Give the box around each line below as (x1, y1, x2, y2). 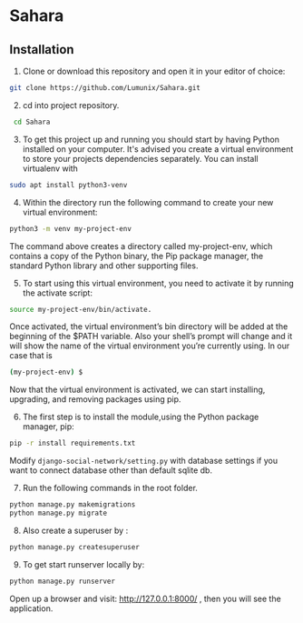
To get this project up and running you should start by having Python (22, 134, 279, 145)
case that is (9, 350, 53, 361)
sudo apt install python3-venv (9, 180, 128, 189)
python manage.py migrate (9, 508, 107, 517)
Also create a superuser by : (22, 525, 129, 536)
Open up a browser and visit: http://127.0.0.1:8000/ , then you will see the (9, 593, 281, 604)
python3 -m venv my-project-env (9, 224, 132, 233)
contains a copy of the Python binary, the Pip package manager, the (9, 250, 264, 261)
